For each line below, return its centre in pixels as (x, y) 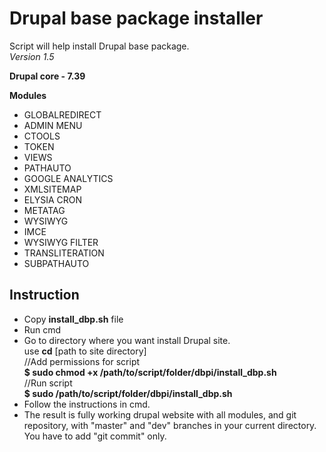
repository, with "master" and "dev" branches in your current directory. (170, 425)
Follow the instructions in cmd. (87, 404)
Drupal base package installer (136, 18)
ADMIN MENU (53, 125)
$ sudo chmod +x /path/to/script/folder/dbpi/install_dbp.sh (150, 372)
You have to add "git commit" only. (95, 436)
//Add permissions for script (82, 361)
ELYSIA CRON (52, 199)
